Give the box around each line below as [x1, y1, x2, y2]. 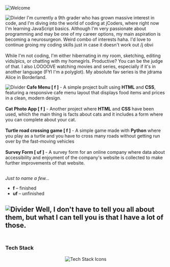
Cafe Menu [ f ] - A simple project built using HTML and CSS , [26, 84, 156, 90]
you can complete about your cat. [5, 117, 77, 122]
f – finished [12, 185, 37, 191]
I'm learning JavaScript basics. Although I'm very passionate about [5, 25, 147, 32]
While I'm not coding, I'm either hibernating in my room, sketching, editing [5, 52, 161, 59]
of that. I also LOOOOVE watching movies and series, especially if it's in [5, 64, 156, 69]
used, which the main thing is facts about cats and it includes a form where [5, 111, 163, 117]
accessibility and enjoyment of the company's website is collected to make [5, 154, 163, 161]
